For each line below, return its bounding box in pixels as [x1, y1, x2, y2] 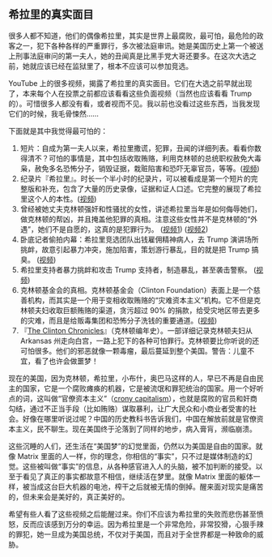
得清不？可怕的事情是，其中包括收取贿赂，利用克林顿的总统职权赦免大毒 [19, 153, 261, 163]
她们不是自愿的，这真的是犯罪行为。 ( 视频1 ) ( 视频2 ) [37, 224, 209, 234]
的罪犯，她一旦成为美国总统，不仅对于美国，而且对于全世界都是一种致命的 [8, 529, 257, 539]
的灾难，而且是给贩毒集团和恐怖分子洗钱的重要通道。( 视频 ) [19, 315, 218, 325]
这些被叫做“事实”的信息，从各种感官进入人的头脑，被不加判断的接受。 [22, 461, 257, 471]
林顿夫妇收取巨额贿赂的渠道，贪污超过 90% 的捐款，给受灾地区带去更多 [19, 305, 261, 315]
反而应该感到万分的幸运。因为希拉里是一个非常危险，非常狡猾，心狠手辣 [22, 519, 264, 529]
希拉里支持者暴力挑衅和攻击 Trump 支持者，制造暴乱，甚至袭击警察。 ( [19, 264, 257, 274]
